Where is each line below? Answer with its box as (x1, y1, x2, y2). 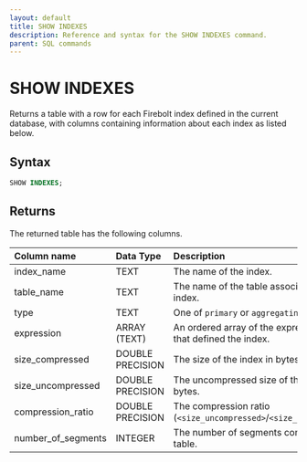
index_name (14, 265, 67, 278)
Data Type (115, 249, 162, 262)
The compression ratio (173, 399, 270, 412)
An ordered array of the (173, 320, 274, 333)
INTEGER (115, 431, 155, 444)
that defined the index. (173, 332, 270, 345)
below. (9, 128, 35, 139)
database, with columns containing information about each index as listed (9, 118, 287, 129)
